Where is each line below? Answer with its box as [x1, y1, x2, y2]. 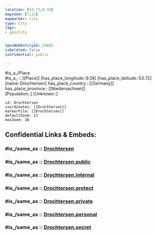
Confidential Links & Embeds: [5, 131, 97, 139]
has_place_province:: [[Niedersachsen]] [5, 85, 85, 91]
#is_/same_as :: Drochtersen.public [5, 158, 91, 165]
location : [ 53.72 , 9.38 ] [5, 7, 54, 12]
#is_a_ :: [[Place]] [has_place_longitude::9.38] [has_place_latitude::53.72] [5, 75, 152, 81]
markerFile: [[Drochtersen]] [5, 109, 64, 114]
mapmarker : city [5, 16, 38, 21]
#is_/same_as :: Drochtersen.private [5, 198, 93, 205]
